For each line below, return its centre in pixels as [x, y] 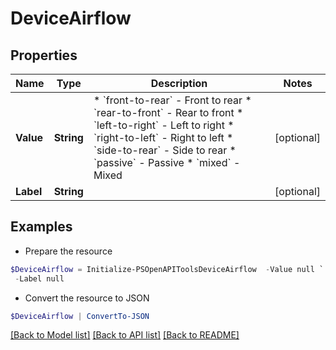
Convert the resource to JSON [87, 298]
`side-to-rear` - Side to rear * [165, 150]
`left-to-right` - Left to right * [164, 125]
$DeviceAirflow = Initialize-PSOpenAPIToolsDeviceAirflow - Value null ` [167, 269]
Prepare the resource [68, 251]
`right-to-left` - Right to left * [163, 137]
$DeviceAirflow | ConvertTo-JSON [80, 316]
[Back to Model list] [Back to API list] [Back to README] [125, 335]
